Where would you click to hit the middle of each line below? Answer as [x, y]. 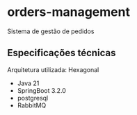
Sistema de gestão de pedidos [51, 31]
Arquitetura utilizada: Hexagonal [53, 69]
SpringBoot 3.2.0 [41, 90]
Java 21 [28, 83]
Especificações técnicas [62, 53]
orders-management [69, 12]
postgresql [33, 98]
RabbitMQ [32, 105]
